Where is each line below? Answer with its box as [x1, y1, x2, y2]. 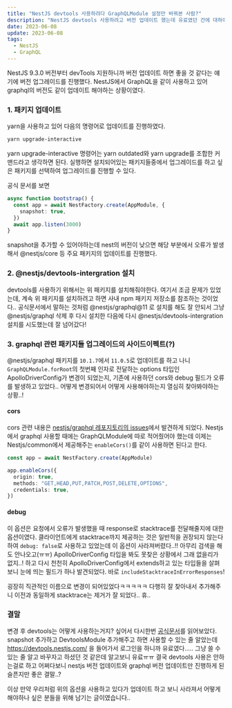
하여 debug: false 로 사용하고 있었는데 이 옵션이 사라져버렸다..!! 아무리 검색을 [7, 541, 215, 549]
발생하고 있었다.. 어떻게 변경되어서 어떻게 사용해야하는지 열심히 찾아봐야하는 [14, 382, 220, 390]
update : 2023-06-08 [7, 29, 64, 37]
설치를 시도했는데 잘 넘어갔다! [7, 320, 87, 328]
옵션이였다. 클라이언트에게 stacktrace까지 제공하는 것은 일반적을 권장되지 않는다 [7, 533, 224, 541]
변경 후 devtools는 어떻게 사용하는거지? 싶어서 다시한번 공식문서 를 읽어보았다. [7, 626, 217, 635]
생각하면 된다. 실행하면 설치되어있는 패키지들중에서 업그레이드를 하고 [30, 158, 216, 166]
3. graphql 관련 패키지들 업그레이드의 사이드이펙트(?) [7, 339, 175, 348]
